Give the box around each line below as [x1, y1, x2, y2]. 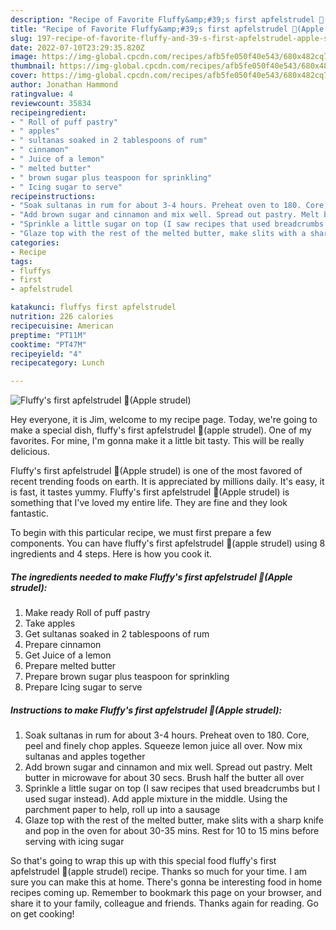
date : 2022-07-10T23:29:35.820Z [10, 42, 145, 53]
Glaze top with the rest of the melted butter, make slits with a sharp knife [24, 814, 324, 826]
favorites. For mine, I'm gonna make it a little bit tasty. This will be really [10, 435, 305, 447]
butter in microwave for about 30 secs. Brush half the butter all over [24, 772, 305, 784]
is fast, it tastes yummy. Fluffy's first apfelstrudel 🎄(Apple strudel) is [10, 486, 290, 498]
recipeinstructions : [10, 191, 97, 201]
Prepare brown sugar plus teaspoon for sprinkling [24, 671, 230, 683]
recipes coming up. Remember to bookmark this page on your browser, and [10, 887, 322, 899]
